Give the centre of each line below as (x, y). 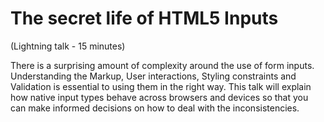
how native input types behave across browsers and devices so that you (159, 97)
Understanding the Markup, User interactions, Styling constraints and (153, 76)
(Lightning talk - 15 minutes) (68, 46)
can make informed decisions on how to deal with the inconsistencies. (155, 108)
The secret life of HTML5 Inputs (144, 18)
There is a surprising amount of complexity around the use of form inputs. (162, 65)
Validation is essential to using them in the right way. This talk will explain (161, 86)
